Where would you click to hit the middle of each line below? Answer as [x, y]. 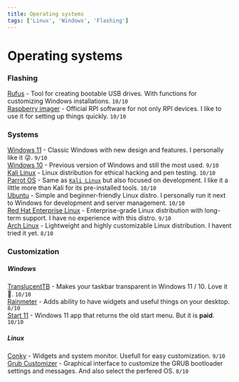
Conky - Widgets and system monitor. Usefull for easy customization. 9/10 [116, 356]
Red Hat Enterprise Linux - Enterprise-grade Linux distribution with [105, 211]
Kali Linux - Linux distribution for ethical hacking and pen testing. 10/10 [111, 173]
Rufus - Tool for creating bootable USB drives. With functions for [102, 93]
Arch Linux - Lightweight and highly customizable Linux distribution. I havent [119, 226]
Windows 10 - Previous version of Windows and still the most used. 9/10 [113, 165]
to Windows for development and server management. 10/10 [96, 203]
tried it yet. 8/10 [30, 233]
